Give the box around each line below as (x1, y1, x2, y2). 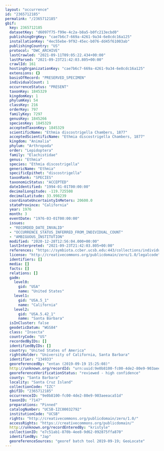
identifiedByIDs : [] (9, 343, 51, 348)
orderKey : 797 (9, 107, 38, 112)
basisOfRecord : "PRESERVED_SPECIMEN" (9, 75, 86, 80)
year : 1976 (9, 207, 32, 212)
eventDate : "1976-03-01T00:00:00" (9, 216, 80, 221)
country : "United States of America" (9, 348, 86, 353)
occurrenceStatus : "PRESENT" (9, 84, 69, 89)
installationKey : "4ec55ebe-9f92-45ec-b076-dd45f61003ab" (9, 39, 130, 44)
